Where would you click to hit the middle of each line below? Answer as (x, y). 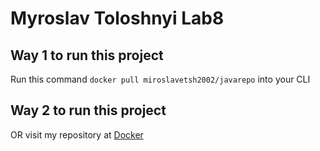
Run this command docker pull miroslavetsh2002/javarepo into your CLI (160, 79)
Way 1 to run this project (87, 55)
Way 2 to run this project (88, 110)
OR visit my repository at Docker (77, 134)
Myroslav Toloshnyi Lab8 (117, 18)
